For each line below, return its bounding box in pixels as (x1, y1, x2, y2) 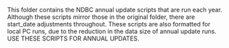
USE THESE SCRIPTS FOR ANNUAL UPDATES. (7, 34, 140, 43)
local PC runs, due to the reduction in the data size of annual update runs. (7, 27, 217, 35)
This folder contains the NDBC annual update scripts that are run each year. (7, 6, 223, 14)
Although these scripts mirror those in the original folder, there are (7, 13, 195, 21)
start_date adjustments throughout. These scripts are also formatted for (7, 20, 210, 28)
